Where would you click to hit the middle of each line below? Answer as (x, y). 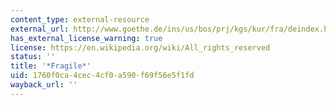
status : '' (33, 57)
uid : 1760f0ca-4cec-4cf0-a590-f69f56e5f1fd (102, 76)
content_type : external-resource (80, 19)
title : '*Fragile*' (51, 66)
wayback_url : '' (44, 85)
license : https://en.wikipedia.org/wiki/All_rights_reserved (140, 47)
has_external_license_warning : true (86, 38)
